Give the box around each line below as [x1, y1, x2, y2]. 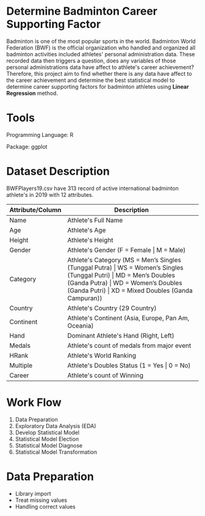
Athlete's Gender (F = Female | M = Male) [67, 246, 186, 254]
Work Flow [6, 396, 62, 409]
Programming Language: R [6, 131, 74, 138]
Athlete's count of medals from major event [67, 341, 192, 350]
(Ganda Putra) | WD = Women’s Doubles [67, 278, 182, 287]
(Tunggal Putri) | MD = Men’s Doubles [67, 271, 175, 279]
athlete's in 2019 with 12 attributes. [6, 191, 93, 198]
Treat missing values [15, 496, 68, 504]
